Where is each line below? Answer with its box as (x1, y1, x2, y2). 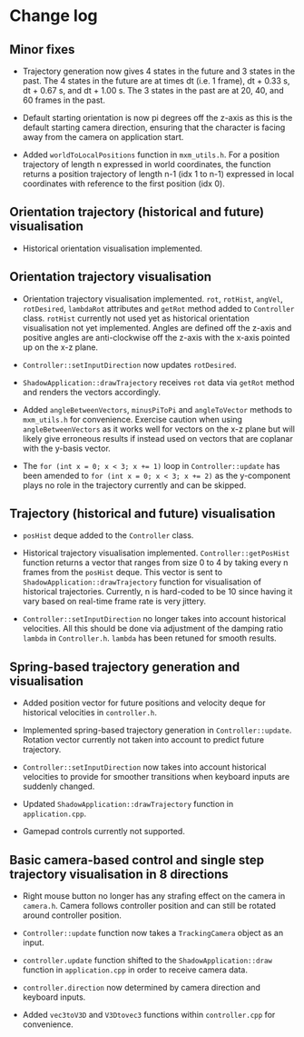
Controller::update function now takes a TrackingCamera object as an (22, 928, 284, 939)
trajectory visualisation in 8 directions (9, 866, 229, 882)
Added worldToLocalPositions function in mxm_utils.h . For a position (22, 149, 279, 160)
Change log (9, 5, 98, 26)
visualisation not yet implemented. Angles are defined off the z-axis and (22, 322, 292, 333)
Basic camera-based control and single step (9, 852, 265, 868)
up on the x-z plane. (22, 342, 98, 353)
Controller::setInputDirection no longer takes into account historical (22, 613, 287, 624)
